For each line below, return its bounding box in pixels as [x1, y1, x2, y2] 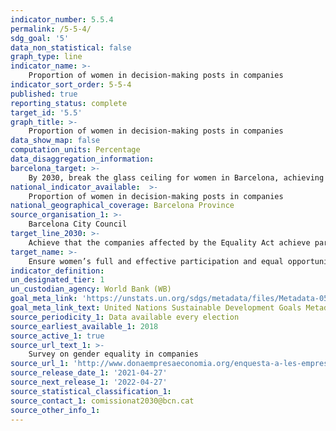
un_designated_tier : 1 [10, 275, 105, 285]
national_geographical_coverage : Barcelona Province [10, 201, 235, 211]
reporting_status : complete [10, 98, 128, 108]
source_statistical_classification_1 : [10, 386, 172, 396]
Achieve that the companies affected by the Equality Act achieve [28, 237, 311, 248]
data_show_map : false [10, 136, 101, 146]
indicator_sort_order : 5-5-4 [10, 80, 132, 90]
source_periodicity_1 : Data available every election [10, 312, 240, 322]
